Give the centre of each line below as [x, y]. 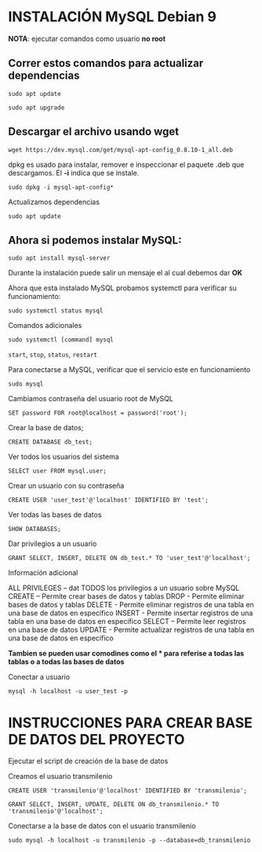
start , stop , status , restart [53, 355]
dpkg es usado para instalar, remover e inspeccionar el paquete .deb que [126, 164]
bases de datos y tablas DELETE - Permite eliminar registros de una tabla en [131, 605]
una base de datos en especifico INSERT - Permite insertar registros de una [131, 613]
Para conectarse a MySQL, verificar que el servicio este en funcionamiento [129, 370]
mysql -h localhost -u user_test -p [68, 692]
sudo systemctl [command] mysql [61, 340]
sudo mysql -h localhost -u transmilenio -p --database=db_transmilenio [129, 841]
